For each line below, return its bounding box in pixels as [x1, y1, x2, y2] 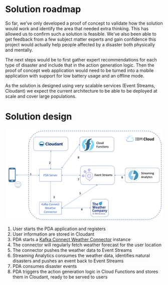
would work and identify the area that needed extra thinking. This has [5, 25, 149, 31]
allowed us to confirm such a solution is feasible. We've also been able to [5, 31, 156, 37]
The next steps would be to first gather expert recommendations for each [5, 56, 157, 62]
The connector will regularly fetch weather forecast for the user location [12, 242, 162, 248]
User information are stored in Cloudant [12, 231, 95, 237]
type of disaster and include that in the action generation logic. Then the [5, 62, 154, 68]
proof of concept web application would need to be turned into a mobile [5, 67, 154, 74]
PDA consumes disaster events [12, 263, 77, 269]
